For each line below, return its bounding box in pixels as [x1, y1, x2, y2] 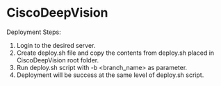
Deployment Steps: [6, 28, 62, 36]
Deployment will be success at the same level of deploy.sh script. [16, 71, 204, 79]
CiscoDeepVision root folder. [16, 55, 99, 64]
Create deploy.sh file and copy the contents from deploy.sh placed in [16, 49, 215, 57]
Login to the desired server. [16, 41, 96, 49]
